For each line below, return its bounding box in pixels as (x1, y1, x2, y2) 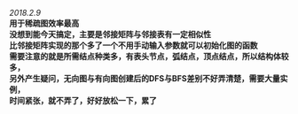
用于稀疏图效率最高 (9, 18, 80, 28)
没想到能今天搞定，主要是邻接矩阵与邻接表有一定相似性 (9, 29, 211, 39)
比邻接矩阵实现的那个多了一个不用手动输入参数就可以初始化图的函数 (9, 40, 258, 50)
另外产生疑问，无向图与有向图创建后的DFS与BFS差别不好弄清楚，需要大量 (9, 73, 281, 83)
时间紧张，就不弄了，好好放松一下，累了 (9, 95, 157, 105)
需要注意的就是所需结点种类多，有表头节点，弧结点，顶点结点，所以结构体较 (9, 51, 289, 61)
